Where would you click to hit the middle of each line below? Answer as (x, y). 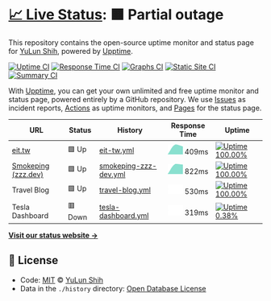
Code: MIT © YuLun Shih (61, 280)
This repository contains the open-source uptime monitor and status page (131, 42)
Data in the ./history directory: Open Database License (113, 288)
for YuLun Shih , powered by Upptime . (71, 51)
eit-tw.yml (117, 150)
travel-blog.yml (125, 190)
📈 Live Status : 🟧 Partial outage (116, 15)
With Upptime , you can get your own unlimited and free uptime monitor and (134, 91)
